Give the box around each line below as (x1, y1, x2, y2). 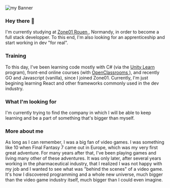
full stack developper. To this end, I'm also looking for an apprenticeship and (5, 34, 165, 41)
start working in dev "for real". (5, 40, 69, 46)
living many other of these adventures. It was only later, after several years (5, 155, 161, 162)
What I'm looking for (5, 98, 57, 105)
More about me (5, 127, 44, 134)
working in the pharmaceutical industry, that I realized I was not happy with (5, 161, 162, 167)
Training (5, 52, 26, 59)
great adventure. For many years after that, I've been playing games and (5, 150, 156, 156)
